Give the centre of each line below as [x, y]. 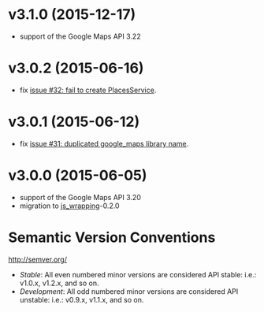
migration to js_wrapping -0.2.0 [69, 206]
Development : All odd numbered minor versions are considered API [129, 291]
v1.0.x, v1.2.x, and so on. [59, 283]
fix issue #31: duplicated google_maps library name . [104, 143]
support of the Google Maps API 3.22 [80, 36]
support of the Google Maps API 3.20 [80, 197]
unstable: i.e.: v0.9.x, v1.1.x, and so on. [82, 299]
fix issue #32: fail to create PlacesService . [88, 90]
